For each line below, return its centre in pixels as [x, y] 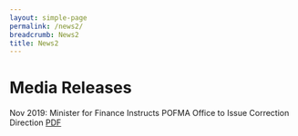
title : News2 [34, 43]
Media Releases [71, 88]
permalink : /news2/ [46, 26]
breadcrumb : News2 [44, 34]
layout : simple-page [49, 18]
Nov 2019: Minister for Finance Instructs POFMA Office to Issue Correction [149, 113]
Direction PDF [36, 122]
